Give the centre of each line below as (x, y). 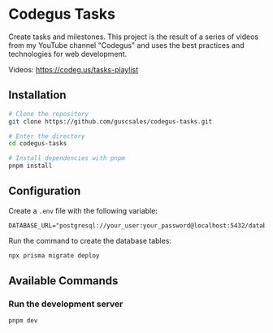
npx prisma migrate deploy (54, 255)
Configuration (45, 191)
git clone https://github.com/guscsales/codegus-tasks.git (110, 121)
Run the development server (66, 304)
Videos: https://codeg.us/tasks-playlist (74, 69)
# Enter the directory (47, 136)
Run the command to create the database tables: (90, 240)
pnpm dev (23, 321)
